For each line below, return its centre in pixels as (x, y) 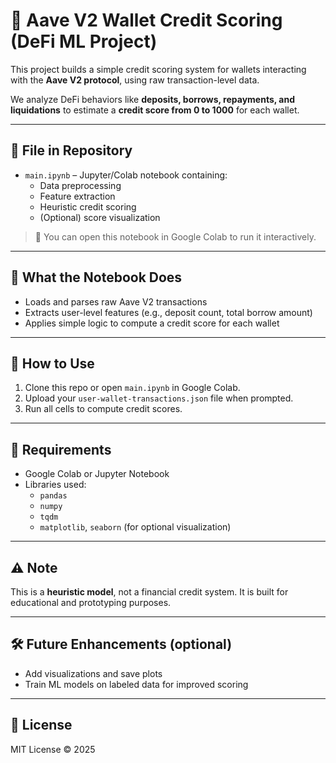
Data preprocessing (80, 185)
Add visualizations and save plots (93, 673)
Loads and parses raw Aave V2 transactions (116, 301)
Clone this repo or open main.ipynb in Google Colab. (132, 388)
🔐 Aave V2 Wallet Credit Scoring (146, 20)
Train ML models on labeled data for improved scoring (136, 684)
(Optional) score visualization (100, 217)
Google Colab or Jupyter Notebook (97, 474)
